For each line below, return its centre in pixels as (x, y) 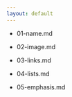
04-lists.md (33, 73)
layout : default (30, 14)
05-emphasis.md (41, 87)
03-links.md (34, 60)
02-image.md (36, 46)
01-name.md (35, 33)
